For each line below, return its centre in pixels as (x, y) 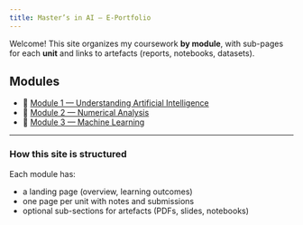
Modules (35, 82)
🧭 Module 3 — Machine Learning (83, 122)
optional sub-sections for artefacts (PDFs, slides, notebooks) (136, 211)
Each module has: (43, 173)
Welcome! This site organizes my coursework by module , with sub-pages (147, 43)
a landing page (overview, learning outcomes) (107, 192)
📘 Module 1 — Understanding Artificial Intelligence (115, 103)
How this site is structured (69, 155)
